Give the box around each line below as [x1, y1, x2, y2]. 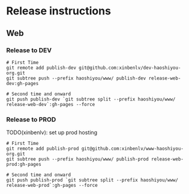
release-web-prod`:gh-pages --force [6, 183, 98, 189]
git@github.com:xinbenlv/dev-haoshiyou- [79, 65, 181, 71]
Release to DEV [6, 46, 52, 54]
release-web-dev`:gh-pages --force [6, 101, 95, 107]
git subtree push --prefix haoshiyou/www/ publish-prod [6, 156, 149, 162]
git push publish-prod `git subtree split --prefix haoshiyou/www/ [6, 177, 179, 183]
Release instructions [6, 4, 111, 18]
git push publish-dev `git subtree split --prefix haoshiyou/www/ [6, 96, 176, 102]
